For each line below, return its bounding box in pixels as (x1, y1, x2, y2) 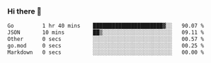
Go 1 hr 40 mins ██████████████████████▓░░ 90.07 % (7, 23, 204, 30)
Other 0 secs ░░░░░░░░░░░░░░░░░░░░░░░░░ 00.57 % (7, 35, 204, 43)
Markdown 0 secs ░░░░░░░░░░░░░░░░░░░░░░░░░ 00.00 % (7, 49, 204, 56)
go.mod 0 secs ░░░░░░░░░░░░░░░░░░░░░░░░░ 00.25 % (7, 42, 204, 49)
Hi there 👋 (7, 6, 42, 16)
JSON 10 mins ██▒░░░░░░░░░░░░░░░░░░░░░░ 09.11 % (7, 29, 204, 36)
